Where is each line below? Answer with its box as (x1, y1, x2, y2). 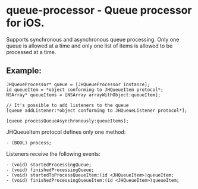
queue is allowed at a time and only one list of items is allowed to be (6, 42, 173, 49)
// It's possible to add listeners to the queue (6, 102, 129, 108)
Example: (6, 66, 42, 76)
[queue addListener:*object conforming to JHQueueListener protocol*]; (6, 108, 187, 114)
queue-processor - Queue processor (6, 4, 192, 17)
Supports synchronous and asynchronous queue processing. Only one (6, 36, 180, 43)
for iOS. (6, 16, 45, 30)
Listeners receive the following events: (6, 150, 101, 157)
